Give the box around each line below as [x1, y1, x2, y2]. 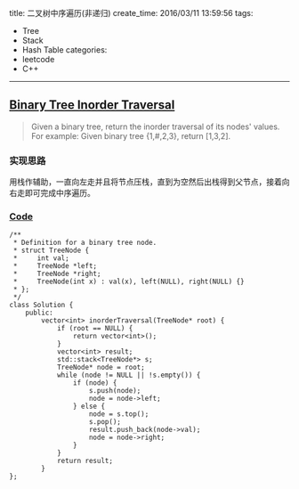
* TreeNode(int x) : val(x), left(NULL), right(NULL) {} [12, 277, 245, 287]
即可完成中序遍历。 [24, 188, 95, 199]
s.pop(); [88, 418, 122, 427]
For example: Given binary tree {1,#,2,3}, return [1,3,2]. [30, 130, 231, 141]
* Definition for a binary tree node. [12, 239, 158, 248]
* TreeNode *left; [12, 262, 98, 271]
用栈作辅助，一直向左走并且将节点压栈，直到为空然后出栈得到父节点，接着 [9, 176, 282, 187]
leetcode [21, 54, 55, 64]
